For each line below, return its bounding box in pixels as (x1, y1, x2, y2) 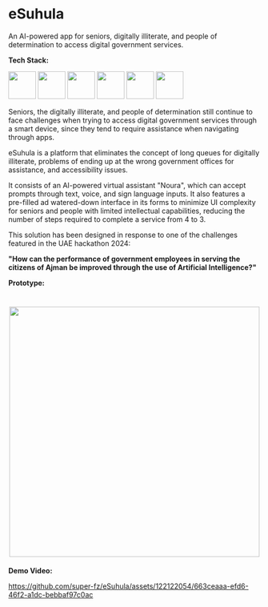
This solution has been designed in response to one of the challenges (8, 230, 238, 239)
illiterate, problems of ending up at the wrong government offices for (8, 156, 234, 166)
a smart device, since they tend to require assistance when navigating (8, 123, 239, 133)
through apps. (8, 132, 54, 142)
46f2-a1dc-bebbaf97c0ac (8, 589, 94, 599)
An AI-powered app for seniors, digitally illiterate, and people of (8, 31, 218, 41)
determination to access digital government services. (8, 39, 184, 49)
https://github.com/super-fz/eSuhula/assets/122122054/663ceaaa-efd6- (8, 581, 250, 591)
